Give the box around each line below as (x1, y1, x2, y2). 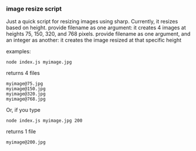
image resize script (6, 5, 62, 13)
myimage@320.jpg (6, 91, 46, 97)
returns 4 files (6, 70, 40, 77)
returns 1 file (6, 128, 36, 135)
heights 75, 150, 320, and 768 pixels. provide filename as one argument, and (6, 30, 191, 37)
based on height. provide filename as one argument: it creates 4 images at (6, 24, 186, 31)
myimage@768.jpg (6, 96, 46, 102)
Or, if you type (6, 107, 41, 114)
